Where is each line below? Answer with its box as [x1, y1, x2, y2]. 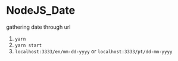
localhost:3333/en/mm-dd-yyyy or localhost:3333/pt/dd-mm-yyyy [14, 47, 173, 54]
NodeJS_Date [6, 4, 76, 17]
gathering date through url [6, 23, 71, 30]
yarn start [14, 42, 42, 48]
